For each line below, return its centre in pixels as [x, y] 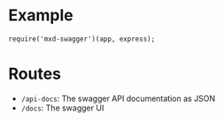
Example [41, 15]
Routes [35, 74]
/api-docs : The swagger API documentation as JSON [118, 98]
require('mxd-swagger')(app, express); [82, 39]
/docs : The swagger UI [62, 108]
